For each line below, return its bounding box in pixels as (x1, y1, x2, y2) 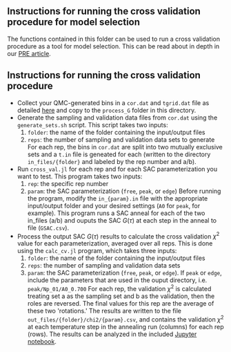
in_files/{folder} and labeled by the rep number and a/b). (27, 157, 197, 165)
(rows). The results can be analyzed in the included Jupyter (27, 330, 197, 338)
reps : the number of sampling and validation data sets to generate (27, 135, 215, 144)
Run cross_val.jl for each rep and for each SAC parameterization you (17, 165, 218, 173)
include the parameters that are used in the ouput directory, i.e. (27, 276, 208, 284)
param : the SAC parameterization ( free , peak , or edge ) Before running (27, 187, 221, 195)
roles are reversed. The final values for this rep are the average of (27, 299, 214, 307)
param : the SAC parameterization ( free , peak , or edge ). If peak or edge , (27, 269, 222, 277)
